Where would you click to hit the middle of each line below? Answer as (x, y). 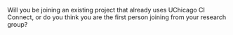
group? (18, 24)
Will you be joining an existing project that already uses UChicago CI (106, 10)
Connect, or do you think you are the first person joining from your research (117, 17)
